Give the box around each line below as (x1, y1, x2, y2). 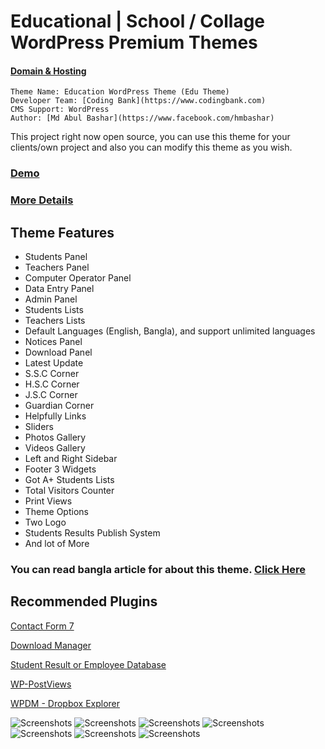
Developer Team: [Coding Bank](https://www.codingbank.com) (10, 96, 267, 106)
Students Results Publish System (24, 527, 161, 539)
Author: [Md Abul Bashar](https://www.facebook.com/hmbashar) (10, 113, 275, 124)
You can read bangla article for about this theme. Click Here (10, 562, 307, 576)
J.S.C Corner (24, 389, 78, 401)
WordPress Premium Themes (10, 31, 258, 54)
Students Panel (24, 251, 88, 263)
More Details (10, 193, 74, 207)
